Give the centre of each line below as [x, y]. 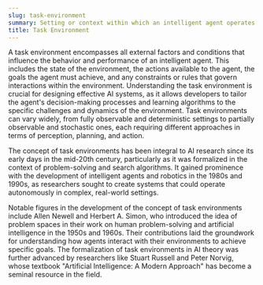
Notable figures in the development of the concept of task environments [125, 208]
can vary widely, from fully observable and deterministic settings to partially [131, 119]
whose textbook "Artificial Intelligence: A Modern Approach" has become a [130, 266]
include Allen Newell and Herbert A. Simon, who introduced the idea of [123, 216]
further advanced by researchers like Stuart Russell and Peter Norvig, [121, 258]
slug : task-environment [47, 15]
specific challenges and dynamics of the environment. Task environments [128, 111]
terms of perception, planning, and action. [76, 136]
